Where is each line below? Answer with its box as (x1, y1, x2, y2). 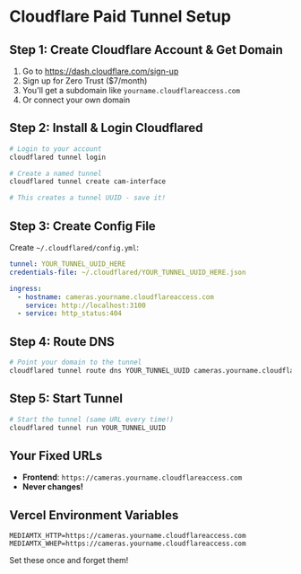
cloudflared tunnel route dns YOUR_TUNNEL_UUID (9, 366, 191, 375)
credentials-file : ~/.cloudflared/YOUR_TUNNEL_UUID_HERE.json (9, 268, 246, 277)
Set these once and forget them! (9, 555, 129, 565)
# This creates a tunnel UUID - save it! (9, 193, 167, 203)
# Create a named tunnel (9, 169, 102, 178)
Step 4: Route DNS (9, 334, 115, 349)
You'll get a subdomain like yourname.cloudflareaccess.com (21, 85, 240, 95)
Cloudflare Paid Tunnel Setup (9, 6, 231, 27)
